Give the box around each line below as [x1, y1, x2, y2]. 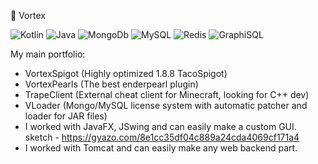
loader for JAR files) [24, 110, 108, 122]
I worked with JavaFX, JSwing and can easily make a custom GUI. [24, 121, 297, 132]
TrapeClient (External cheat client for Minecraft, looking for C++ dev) [24, 89, 310, 100]
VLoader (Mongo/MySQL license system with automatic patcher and [24, 100, 308, 111]
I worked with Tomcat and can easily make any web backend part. [24, 142, 298, 154]
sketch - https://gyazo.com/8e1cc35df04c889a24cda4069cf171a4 [24, 131, 300, 143]
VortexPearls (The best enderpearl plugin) [24, 78, 199, 90]
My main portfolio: [10, 48, 86, 60]
